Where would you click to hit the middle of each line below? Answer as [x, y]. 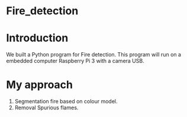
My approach [39, 85]
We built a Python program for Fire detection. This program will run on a [94, 55]
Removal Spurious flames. [46, 107]
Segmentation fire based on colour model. [66, 102]
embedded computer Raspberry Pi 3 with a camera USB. [75, 61]
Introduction [37, 38]
